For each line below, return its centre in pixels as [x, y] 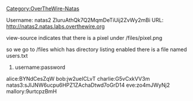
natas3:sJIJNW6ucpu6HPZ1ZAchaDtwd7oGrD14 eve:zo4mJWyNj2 [88, 85]
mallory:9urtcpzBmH [32, 91]
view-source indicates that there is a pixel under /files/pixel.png [84, 38]
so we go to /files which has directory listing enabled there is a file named [97, 49]
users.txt [17, 56]
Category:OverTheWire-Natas [43, 9]
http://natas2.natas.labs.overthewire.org [56, 26]
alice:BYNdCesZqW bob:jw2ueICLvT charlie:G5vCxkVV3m [78, 79]
